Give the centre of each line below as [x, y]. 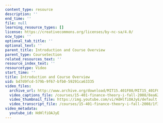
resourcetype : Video [26, 68]
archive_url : [23, 91]
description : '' [21, 14]
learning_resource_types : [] [34, 28]
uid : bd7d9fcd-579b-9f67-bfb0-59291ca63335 [50, 81]
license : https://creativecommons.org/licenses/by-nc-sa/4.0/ [69, 32]
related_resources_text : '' [33, 59]
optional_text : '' [24, 46]
